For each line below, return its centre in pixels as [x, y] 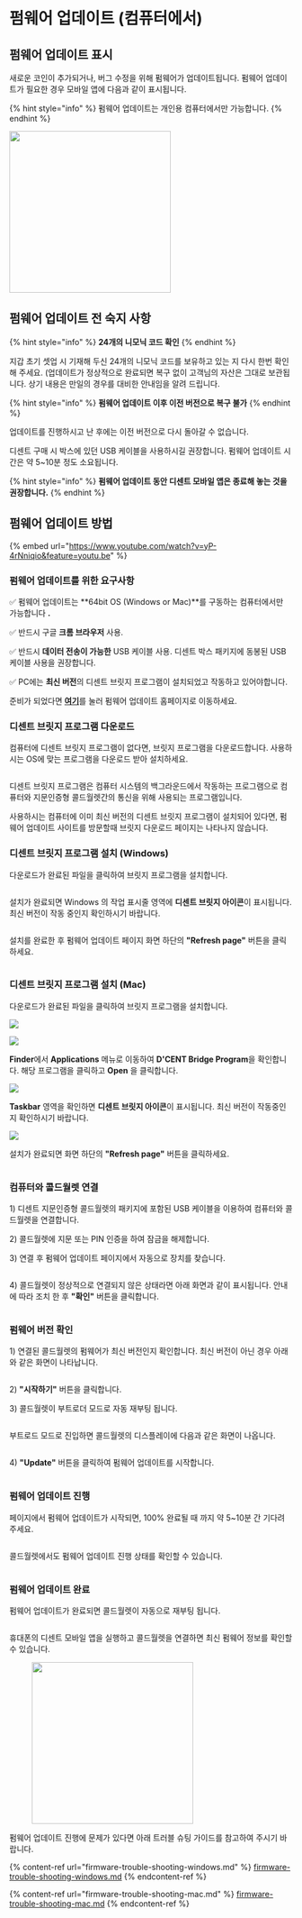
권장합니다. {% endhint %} [57, 492]
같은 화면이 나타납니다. [58, 1363]
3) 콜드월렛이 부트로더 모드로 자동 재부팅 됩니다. [93, 1409]
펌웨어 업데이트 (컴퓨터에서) [106, 18]
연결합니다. [59, 1220]
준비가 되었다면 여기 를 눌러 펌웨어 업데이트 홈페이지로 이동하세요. [124, 700]
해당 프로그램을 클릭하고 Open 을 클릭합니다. [100, 1070]
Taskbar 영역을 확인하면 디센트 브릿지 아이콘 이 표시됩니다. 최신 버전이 [133, 1106]
